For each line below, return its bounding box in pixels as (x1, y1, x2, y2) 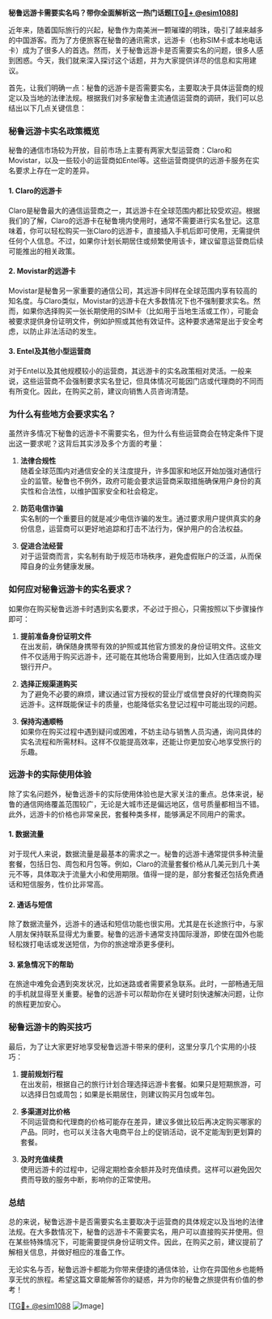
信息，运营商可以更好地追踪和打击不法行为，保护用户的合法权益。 (27, 524, 248, 534)
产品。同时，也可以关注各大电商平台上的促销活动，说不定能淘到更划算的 (19, 1127, 261, 1136)
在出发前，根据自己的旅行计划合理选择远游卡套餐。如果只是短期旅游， (19, 1079, 255, 1088)
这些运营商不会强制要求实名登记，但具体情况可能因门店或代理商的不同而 (22, 376, 264, 386)
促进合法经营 (19, 541, 63, 551)
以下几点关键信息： (22, 103, 87, 113)
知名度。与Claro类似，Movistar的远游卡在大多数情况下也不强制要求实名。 (8, 295, 254, 305)
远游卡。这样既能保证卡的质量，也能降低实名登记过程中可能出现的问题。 (19, 699, 261, 709)
